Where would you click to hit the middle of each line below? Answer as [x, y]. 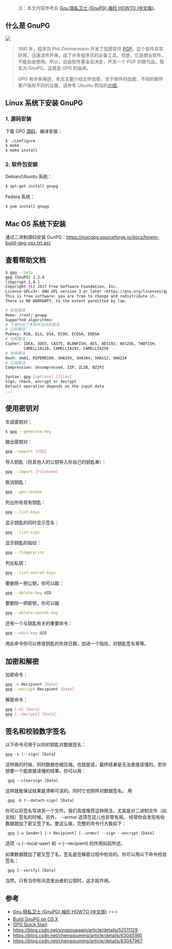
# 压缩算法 [15, 363]
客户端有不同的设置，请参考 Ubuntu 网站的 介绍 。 [70, 85]
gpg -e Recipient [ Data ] [32, 685]
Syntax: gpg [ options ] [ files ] [39, 377]
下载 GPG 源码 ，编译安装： [34, 131]
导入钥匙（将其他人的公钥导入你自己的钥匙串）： [56, 462]
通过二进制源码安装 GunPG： [36, 237]
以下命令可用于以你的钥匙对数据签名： [46, 745]
